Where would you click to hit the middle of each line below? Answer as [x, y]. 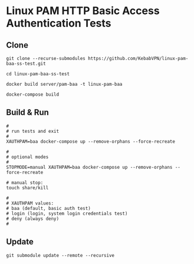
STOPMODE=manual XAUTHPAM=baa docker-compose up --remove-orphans [89, 167]
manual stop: [27, 183]
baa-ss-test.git [26, 64]
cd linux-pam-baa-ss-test [38, 74]
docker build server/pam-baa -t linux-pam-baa [64, 84]
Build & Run [27, 113]
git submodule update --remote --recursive [60, 255]
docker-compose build [33, 95]
